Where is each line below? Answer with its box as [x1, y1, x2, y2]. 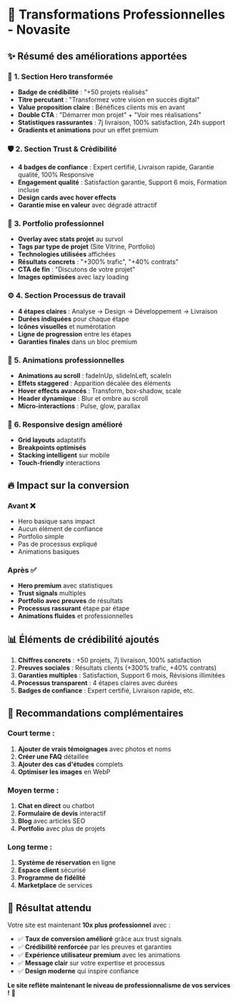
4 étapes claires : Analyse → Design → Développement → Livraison [17, 307, 218, 315]
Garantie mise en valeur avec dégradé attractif [17, 201, 157, 209]
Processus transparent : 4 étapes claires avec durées [17, 679, 178, 687]
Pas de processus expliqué [17, 540, 98, 549]
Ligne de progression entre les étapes [17, 329, 132, 338]
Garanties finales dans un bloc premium [17, 337, 138, 346]
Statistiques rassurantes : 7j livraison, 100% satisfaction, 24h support [17, 118, 225, 126]
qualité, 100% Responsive [17, 171, 94, 179]
